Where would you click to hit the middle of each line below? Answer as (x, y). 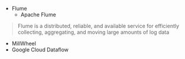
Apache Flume (38, 15)
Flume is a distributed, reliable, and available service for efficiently (98, 26)
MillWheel (24, 44)
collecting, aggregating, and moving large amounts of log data (93, 32)
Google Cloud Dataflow (40, 50)
